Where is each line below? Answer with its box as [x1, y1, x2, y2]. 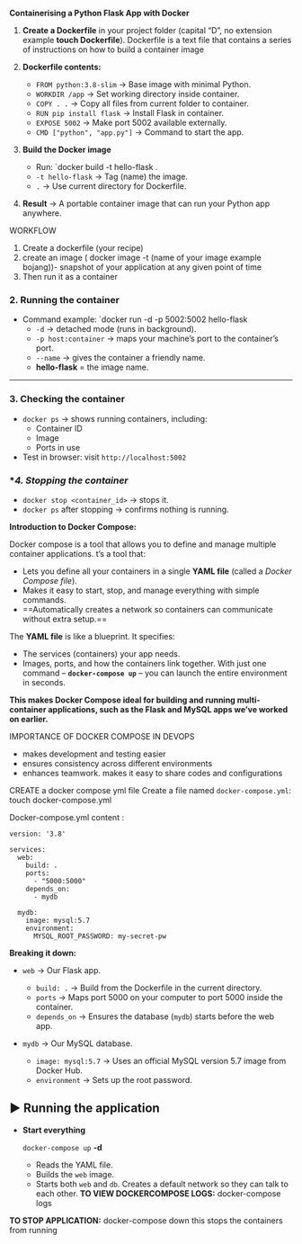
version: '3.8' [9, 829, 67, 838]
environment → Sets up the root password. [35, 1074, 193, 1085]
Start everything [22, 1124, 86, 1135]
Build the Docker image [22, 144, 112, 155]
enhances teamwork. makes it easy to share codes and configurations [22, 767, 283, 778]
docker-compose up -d [22, 1141, 102, 1152]
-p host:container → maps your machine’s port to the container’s [35, 333, 279, 345]
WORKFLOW [9, 225, 57, 236]
